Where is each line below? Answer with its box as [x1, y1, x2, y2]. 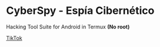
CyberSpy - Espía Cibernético [6, 4, 155, 17]
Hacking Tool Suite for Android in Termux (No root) [6, 23, 130, 30]
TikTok [6, 34, 22, 41]
